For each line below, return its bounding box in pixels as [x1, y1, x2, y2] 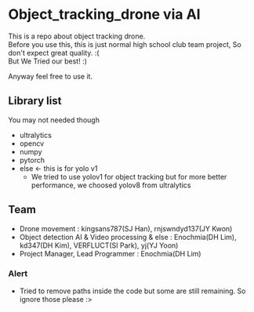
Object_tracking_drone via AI [8, 5, 201, 24]
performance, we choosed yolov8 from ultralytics [31, 180, 191, 190]
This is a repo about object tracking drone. [8, 31, 146, 41]
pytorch [19, 155, 45, 165]
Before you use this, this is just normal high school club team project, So [8, 39, 241, 49]
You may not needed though [8, 115, 100, 125]
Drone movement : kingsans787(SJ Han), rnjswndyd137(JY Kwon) [19, 223, 233, 233]
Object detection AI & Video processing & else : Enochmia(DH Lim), [19, 232, 237, 241]
